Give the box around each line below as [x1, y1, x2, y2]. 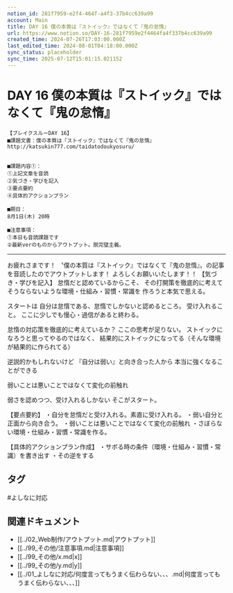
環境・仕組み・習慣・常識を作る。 [12, 428, 111, 436]
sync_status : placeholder [7, 49, 82, 56]
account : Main [7, 17, 49, 24]
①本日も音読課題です [7, 234, 59, 241]
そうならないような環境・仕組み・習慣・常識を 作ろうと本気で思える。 [7, 286, 209, 295]
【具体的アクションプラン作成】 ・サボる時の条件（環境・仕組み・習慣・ [7, 442, 215, 450]
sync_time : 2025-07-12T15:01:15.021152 [7, 56, 123, 63]
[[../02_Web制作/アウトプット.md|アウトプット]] [17, 535, 156, 544]
